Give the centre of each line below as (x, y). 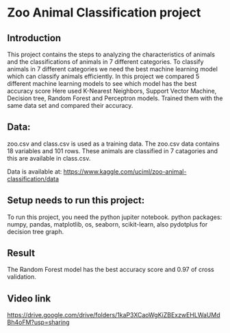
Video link (29, 298)
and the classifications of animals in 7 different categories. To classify (105, 62)
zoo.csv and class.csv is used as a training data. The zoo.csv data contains (114, 143)
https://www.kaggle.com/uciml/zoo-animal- (125, 171)
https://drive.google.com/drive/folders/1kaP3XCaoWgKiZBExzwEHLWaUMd (114, 315)
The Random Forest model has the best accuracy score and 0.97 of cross (111, 270)
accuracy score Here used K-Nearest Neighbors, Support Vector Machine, (112, 91)
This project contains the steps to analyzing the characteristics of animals (111, 54)
